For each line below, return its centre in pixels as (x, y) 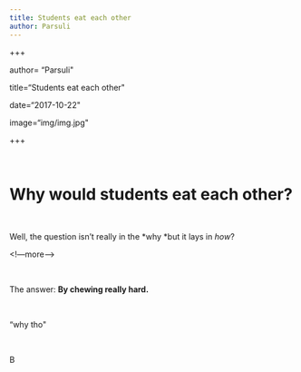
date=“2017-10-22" (45, 104)
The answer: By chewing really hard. (79, 289)
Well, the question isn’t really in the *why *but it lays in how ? (122, 237)
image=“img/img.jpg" (49, 122)
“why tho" (28, 325)
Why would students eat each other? (151, 194)
